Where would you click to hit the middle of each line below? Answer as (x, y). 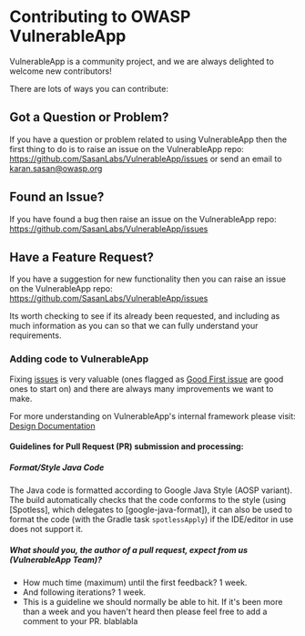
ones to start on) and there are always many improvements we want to (142, 388)
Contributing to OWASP (100, 17)
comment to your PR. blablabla (80, 621)
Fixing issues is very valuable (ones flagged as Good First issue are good (147, 379)
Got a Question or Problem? (89, 117)
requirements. (36, 335)
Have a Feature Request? (82, 257)
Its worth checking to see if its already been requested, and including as (145, 316)
